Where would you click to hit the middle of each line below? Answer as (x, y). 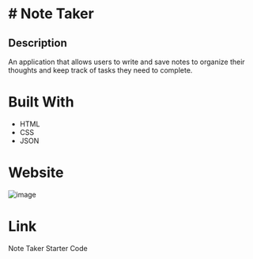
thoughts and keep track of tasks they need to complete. (100, 70)
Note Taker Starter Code (48, 248)
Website (36, 173)
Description (38, 43)
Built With (41, 102)
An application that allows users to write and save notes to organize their (126, 62)
